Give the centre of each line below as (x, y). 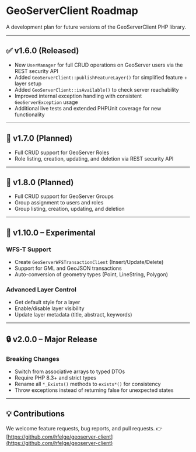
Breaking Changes (33, 359)
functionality (29, 114)
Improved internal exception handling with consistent (78, 96)
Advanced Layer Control (41, 289)
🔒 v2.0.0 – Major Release (52, 339)
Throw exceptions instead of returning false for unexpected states (94, 390)
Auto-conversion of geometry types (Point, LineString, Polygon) (91, 274)
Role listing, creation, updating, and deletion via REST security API (94, 158)
